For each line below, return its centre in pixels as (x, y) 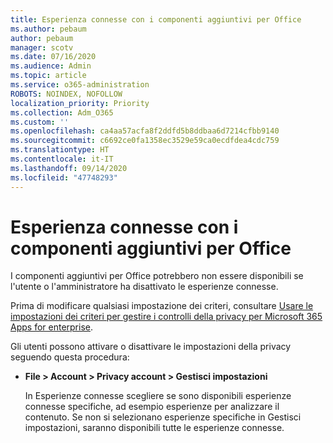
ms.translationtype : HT (60, 150)
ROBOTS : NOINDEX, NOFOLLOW (66, 94)
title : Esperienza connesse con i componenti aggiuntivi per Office (156, 19)
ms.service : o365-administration (80, 85)
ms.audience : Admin (51, 66)
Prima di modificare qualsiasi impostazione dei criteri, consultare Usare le (162, 306)
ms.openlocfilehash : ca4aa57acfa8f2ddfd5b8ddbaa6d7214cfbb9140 (145, 131)
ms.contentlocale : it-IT (62, 159)
